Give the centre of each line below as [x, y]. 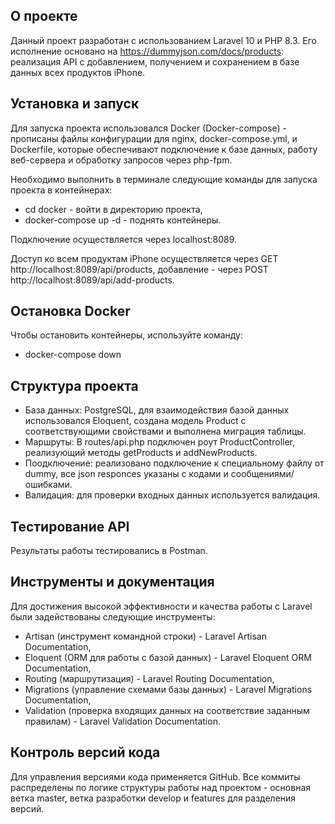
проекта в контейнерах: [61, 190]
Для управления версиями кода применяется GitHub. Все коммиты [155, 776]
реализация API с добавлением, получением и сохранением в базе [155, 61]
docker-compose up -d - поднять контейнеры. [123, 220]
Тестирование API [70, 526]
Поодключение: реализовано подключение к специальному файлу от [174, 463]
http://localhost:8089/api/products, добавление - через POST [139, 269]
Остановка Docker [70, 311]
